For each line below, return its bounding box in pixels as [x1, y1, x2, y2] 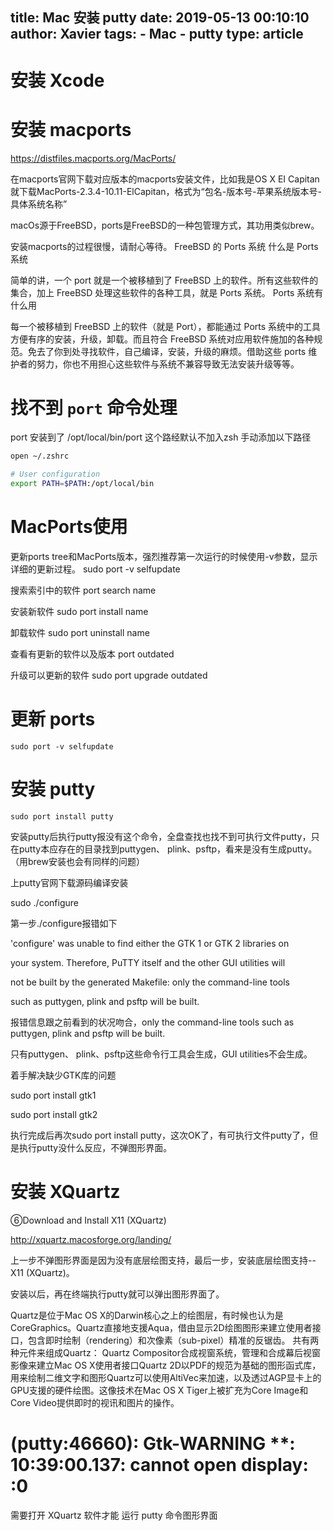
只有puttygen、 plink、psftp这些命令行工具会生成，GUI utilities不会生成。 [10, 1048, 313, 1060]
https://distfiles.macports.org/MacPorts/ [10, 152, 177, 164]
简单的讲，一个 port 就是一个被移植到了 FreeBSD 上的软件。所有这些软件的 [10, 274, 319, 286]
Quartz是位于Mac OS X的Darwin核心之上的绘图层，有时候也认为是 [10, 1309, 284, 1321]
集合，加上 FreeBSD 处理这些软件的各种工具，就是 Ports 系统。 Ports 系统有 [10, 286, 324, 298]
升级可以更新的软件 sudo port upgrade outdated [10, 669, 208, 682]
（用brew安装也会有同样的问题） [10, 855, 145, 867]
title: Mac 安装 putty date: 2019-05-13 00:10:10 [10, 9, 310, 27]
